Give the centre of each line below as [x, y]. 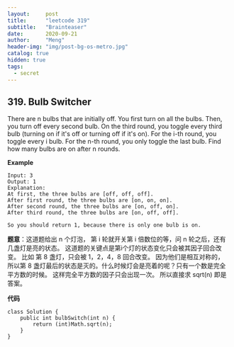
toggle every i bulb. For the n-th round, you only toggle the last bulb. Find [114, 142]
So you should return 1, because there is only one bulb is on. [104, 225]
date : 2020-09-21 [43, 34]
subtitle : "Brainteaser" [47, 27]
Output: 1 [22, 182]
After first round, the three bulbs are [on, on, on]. [90, 200]
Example [21, 163]
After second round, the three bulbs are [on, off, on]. [93, 207]
